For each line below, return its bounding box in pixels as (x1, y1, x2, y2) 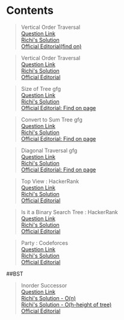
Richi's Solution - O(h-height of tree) (20, 301, 112, 308)
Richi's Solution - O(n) (20, 294, 76, 301)
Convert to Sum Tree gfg (20, 115, 82, 123)
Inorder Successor (20, 282, 67, 289)
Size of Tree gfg (20, 85, 61, 92)
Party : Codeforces (20, 239, 68, 247)
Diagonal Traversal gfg (20, 147, 78, 154)
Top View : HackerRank (20, 177, 79, 185)
